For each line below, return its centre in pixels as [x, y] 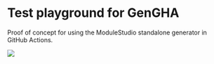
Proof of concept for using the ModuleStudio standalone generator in [107, 32]
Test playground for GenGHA [93, 13]
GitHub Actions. [30, 39]
